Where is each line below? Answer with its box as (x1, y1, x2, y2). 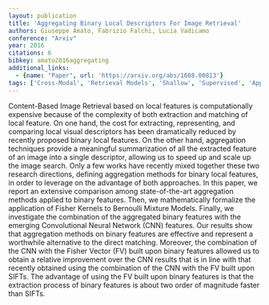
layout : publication (8, 11, 78, 20)
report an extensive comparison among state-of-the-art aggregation (8, 186, 234, 196)
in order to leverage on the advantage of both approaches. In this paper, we (8, 177, 258, 187)
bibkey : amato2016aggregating (8, 57, 110, 65)
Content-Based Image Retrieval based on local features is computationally (8, 101, 254, 111)
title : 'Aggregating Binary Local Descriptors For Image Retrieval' (8, 19, 242, 27)
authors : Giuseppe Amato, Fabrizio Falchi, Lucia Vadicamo (8, 26, 210, 35)
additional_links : (8, 64, 70, 72)
